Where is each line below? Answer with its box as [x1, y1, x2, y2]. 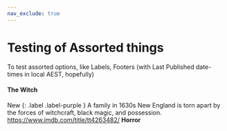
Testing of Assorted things [7, 39, 164, 55]
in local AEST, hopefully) [24, 70, 95, 78]
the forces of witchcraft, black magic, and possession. [7, 108, 163, 117]
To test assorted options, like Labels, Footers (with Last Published [7, 63, 195, 71]
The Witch [7, 85, 38, 94]
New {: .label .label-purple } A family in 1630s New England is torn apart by [7, 101, 221, 109]
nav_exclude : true [7, 10, 60, 17]
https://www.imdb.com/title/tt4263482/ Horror [7, 115, 141, 124]
